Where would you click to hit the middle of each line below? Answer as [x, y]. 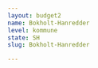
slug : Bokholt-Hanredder [49, 45]
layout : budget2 [34, 15]
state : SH [24, 38]
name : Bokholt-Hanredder [49, 23]
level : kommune [33, 30]
